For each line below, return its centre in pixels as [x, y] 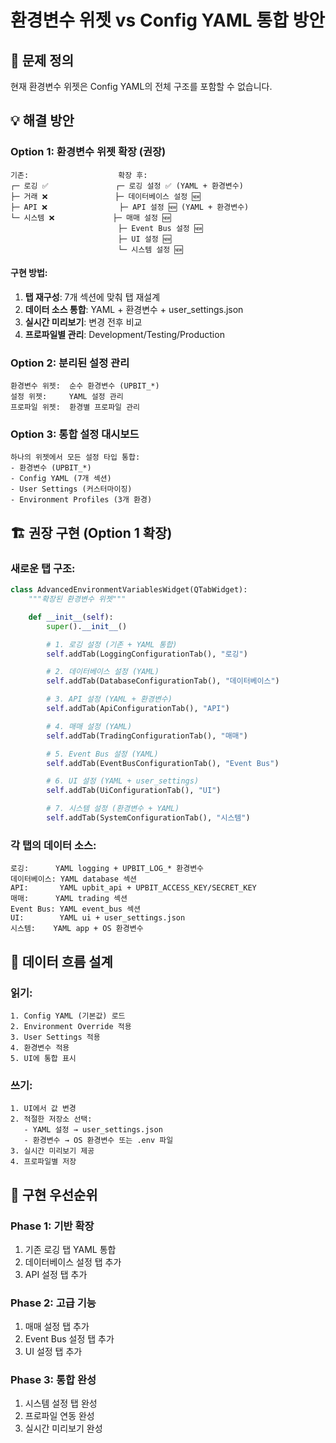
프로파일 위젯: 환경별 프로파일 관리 [75, 407]
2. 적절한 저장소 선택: [51, 1119]
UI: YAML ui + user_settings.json [98, 918]
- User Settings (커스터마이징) [71, 489]
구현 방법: [29, 273]
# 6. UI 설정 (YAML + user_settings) [123, 781]
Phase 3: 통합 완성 [53, 1380]
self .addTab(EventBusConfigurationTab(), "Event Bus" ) [163, 763]
